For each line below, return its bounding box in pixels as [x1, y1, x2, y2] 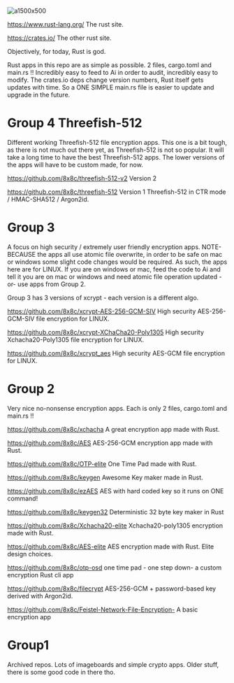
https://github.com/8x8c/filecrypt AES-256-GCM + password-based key [7, 584, 217, 593]
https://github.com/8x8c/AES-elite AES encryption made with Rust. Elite [7, 542, 214, 551]
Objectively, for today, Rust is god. [7, 48, 106, 55]
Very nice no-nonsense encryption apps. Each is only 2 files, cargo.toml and [7, 404, 228, 412]
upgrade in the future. [7, 91, 71, 99]
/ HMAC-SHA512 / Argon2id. [7, 195, 89, 203]
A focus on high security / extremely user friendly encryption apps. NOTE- [7, 242, 222, 251]
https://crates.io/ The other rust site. [7, 34, 112, 42]
